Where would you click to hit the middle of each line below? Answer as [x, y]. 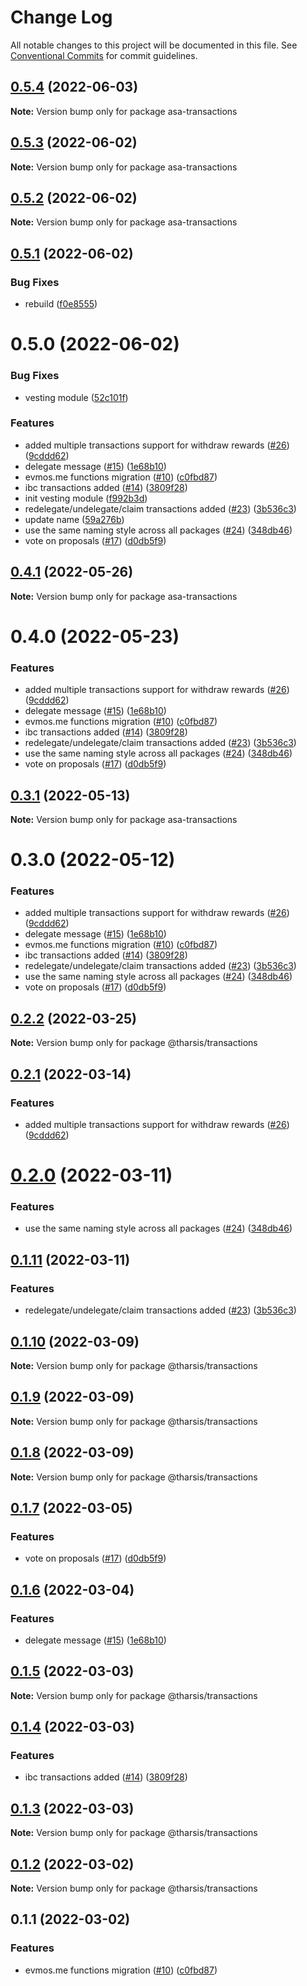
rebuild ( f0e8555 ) [61, 304]
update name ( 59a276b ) [74, 519]
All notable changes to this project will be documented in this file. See [154, 45]
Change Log [61, 17]
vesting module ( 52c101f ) [76, 397]
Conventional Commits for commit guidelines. [104, 55]
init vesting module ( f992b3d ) [86, 498]
